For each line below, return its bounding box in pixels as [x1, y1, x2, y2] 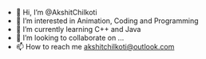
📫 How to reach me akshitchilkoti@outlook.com [15, 42, 175, 51]
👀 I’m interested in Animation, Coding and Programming [15, 16, 199, 26]
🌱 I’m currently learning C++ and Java [15, 25, 141, 33]
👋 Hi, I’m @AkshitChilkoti [15, 8, 97, 17]
